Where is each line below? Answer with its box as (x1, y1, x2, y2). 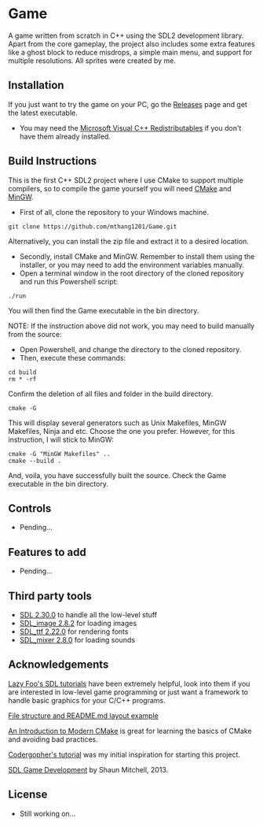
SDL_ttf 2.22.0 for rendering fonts (19, 627, 129, 636)
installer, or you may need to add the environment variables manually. (19, 260, 245, 269)
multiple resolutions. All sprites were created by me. (8, 56, 177, 65)
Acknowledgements (8, 658, 109, 672)
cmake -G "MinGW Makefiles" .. (8, 450, 111, 457)
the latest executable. (8, 108, 79, 117)
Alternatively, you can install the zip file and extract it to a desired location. (8, 236, 250, 246)
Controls (8, 502, 52, 515)
